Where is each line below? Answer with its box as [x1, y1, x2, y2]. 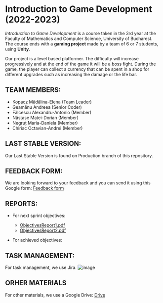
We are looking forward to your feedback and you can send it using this [5, 180, 151, 186]
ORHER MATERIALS [5, 279, 67, 287]
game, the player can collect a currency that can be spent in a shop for [5, 66, 150, 72]
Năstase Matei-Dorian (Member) [12, 115, 79, 121]
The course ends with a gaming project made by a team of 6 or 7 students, [5, 41, 159, 46]
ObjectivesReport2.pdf [19, 227, 66, 233]
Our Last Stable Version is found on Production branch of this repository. [5, 152, 153, 159]
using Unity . [5, 46, 31, 52]
